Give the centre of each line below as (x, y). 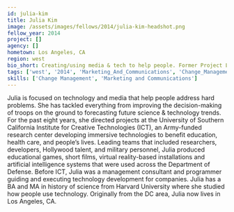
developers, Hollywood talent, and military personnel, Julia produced (106, 149)
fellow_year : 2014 (34, 33)
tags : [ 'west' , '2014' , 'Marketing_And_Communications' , (92, 72)
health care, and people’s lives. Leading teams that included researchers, (112, 142)
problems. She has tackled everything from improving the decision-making (115, 106)
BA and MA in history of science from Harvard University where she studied (116, 187)
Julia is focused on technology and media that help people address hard (111, 98)
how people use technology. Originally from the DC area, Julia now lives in (114, 194)
